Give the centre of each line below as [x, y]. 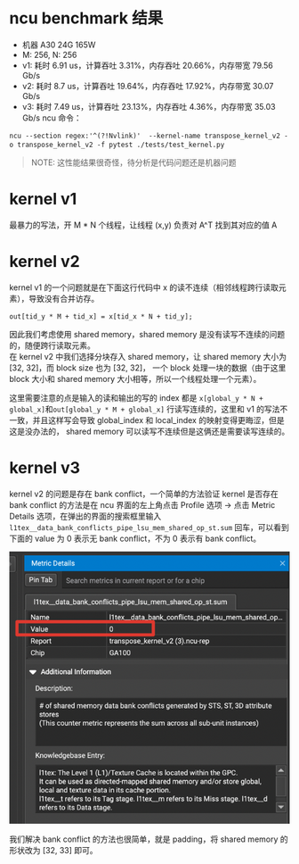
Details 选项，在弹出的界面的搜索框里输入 [85, 516]
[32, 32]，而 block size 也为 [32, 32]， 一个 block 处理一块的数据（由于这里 [148, 368]
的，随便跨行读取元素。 [52, 345]
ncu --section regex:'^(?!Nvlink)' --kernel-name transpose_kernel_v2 [145, 136]
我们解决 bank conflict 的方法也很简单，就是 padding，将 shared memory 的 [149, 839]
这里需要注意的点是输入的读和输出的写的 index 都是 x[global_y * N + [137, 397]
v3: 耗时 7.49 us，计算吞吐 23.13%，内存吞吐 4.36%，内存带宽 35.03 [149, 106]
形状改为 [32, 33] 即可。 [53, 851]
